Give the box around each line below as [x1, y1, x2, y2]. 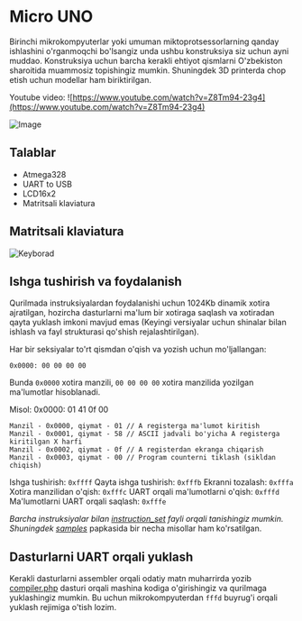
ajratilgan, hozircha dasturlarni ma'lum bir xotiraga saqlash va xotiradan [9, 307, 275, 318]
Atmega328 [22, 169, 67, 179]
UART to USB [22, 178, 72, 189]
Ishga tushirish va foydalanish [9, 273, 182, 289]
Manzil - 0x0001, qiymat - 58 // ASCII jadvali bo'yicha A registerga [9, 430, 280, 439]
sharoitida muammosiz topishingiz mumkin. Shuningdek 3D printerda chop [9, 65, 287, 76]
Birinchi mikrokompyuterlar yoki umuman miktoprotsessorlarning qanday [9, 36, 279, 47]
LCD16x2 [22, 187, 57, 199]
